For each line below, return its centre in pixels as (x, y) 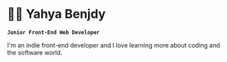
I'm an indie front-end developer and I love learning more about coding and (113, 45)
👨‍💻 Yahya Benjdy (56, 14)
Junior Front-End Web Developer (53, 32)
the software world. (35, 52)
